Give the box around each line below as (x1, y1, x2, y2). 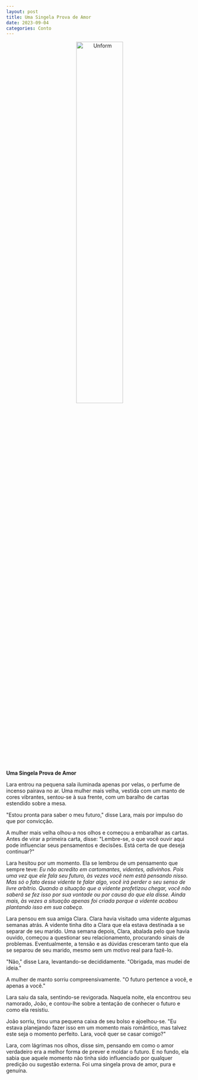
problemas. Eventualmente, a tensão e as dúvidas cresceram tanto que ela (6, 941, 189, 948)
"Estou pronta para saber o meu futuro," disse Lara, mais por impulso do (6, 811, 183, 818)
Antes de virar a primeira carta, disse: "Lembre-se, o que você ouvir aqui (6, 836, 185, 843)
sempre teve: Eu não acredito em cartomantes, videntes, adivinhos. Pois (6, 866, 184, 873)
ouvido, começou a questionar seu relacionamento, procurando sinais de (6, 934, 185, 941)
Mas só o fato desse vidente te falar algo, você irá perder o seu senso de (6, 878, 186, 885)
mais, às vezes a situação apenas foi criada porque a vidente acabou (6, 897, 178, 904)
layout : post (6, 8, 39, 15)
